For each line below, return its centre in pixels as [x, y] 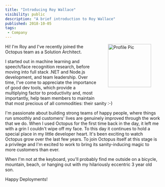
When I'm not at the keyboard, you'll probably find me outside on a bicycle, [81, 159]
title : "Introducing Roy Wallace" [41, 10]
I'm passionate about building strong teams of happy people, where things [81, 113]
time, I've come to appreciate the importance [51, 82]
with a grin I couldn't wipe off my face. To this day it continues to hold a [78, 129]
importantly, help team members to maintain [50, 98]
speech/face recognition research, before [48, 67]
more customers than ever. [33, 150]
